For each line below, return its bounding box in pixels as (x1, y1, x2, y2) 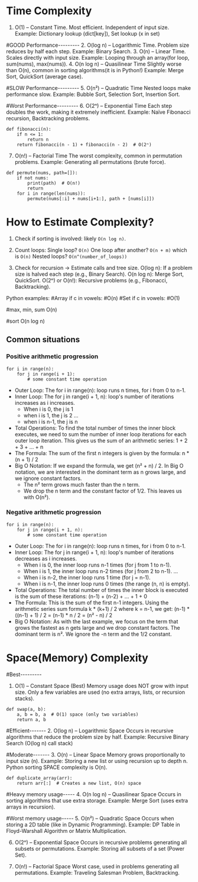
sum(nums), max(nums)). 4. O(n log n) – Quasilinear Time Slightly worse (6, 60, 182, 67)
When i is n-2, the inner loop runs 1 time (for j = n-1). (23, 574, 151, 581)
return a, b (17, 716, 46, 723)
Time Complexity (6, 4, 92, 18)
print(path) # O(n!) (27, 180, 81, 186)
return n (27, 136, 49, 143)
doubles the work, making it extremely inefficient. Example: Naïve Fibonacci (6, 108, 191, 115)
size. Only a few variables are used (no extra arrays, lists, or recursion (14, 688, 185, 696)
